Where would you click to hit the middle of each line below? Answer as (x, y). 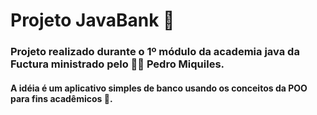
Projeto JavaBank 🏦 (92, 20)
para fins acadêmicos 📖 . (61, 98)
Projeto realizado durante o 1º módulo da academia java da (155, 52)
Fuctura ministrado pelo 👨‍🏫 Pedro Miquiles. (117, 64)
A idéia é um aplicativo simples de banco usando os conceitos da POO (159, 88)
